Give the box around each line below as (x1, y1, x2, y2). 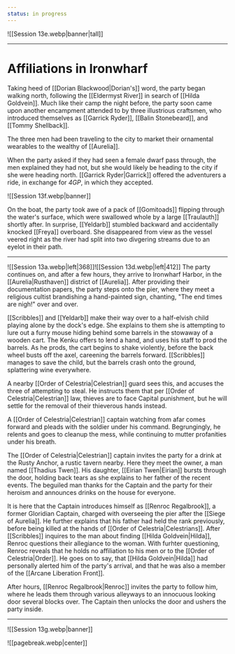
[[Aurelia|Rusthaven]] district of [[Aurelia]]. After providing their (7, 278, 190, 286)
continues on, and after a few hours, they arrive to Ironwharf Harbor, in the (7, 270, 222, 278)
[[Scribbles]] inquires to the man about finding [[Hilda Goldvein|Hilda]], (7, 531, 212, 540)
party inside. (7, 604, 43, 613)
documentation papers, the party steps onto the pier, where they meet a (7, 285, 215, 293)
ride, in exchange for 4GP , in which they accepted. (7, 178, 154, 186)
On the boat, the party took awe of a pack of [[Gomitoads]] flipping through (7, 205, 225, 214)
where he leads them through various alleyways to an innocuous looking (7, 590, 216, 598)
